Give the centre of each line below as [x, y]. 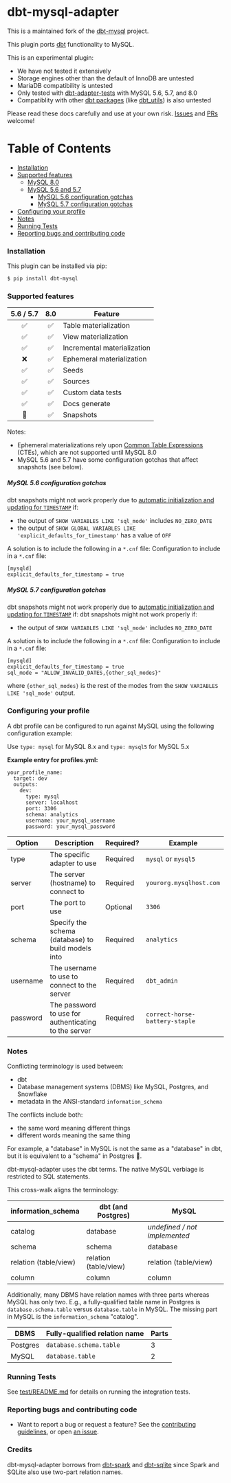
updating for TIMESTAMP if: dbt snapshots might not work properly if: [102, 614]
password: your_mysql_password [70, 826]
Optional [119, 906]
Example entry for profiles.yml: [53, 759]
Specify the [68, 922]
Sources [76, 381]
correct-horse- [171, 1014]
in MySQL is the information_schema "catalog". [73, 1316]
